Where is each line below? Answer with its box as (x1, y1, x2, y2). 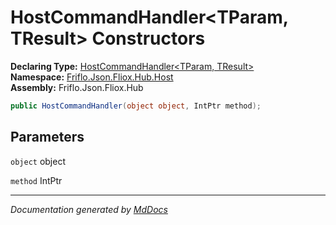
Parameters (10, 129, 85, 146)
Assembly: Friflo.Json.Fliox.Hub (10, 81, 144, 93)
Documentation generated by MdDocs (10, 203, 168, 215)
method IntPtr (10, 174, 63, 186)
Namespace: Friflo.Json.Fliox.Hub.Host (10, 71, 174, 83)
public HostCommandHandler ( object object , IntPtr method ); (10, 101, 262, 111)
